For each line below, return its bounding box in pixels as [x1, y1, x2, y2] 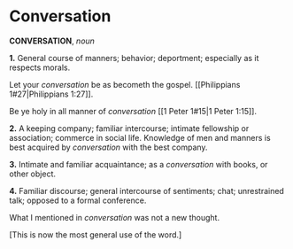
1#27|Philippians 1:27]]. [9, 89, 94, 99]
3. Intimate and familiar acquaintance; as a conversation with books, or [9, 159, 268, 169]
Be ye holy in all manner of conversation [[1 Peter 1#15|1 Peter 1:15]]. [9, 105, 257, 116]
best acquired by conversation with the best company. [9, 142, 208, 152]
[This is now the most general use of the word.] [9, 229, 182, 240]
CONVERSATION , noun [9, 35, 96, 46]
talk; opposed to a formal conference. [9, 195, 147, 206]
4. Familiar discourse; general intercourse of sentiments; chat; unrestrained [9, 185, 285, 196]
